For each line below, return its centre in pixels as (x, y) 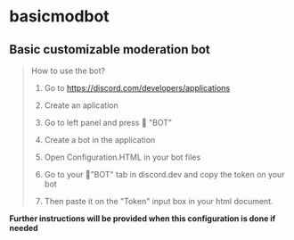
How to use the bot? (68, 70)
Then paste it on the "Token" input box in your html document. (159, 201)
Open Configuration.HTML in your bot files (122, 157)
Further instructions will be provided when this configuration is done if (143, 219)
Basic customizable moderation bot (110, 50)
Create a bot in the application (100, 140)
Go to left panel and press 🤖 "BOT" (108, 123)
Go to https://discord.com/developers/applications (137, 88)
